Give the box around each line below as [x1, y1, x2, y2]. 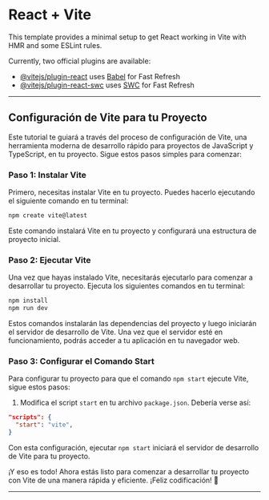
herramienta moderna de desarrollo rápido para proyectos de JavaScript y [8, 140, 254, 150]
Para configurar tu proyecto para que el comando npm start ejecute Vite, [8, 374, 249, 384]
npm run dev [8, 304, 48, 312]
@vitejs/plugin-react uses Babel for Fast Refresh [19, 71, 181, 81]
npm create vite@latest [8, 212, 88, 220]
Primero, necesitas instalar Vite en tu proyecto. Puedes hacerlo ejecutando [8, 187, 255, 197]
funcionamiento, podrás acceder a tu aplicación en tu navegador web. [8, 335, 240, 345]
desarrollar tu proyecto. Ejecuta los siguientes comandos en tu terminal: [8, 281, 246, 291]
